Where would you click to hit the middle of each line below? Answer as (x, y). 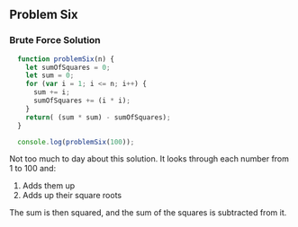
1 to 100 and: (33, 169)
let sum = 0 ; (50, 75)
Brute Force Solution (55, 40)
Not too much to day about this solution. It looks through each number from (149, 159)
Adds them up (48, 186)
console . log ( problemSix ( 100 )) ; (76, 142)
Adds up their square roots (72, 196)
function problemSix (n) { (66, 59)
